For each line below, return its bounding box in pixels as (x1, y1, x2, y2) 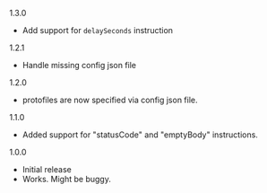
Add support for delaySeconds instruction (22, 25, 173, 35)
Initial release (22, 164, 72, 174)
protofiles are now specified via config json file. (22, 94, 199, 105)
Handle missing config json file (22, 60, 137, 70)
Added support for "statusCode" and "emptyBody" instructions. (22, 129, 258, 140)
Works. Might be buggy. (22, 174, 112, 184)
